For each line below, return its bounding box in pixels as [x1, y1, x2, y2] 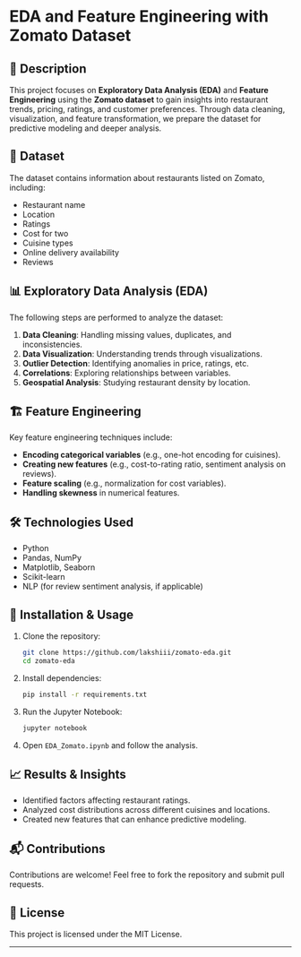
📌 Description [9, 61, 87, 76]
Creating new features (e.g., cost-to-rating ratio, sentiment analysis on [21, 459, 287, 470]
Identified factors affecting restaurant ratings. [21, 795, 191, 806]
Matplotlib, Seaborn [21, 562, 96, 573]
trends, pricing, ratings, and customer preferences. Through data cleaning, [9, 104, 286, 114]
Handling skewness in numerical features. [21, 487, 180, 498]
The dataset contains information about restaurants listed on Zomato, [9, 172, 265, 183]
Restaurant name [21, 199, 86, 210]
